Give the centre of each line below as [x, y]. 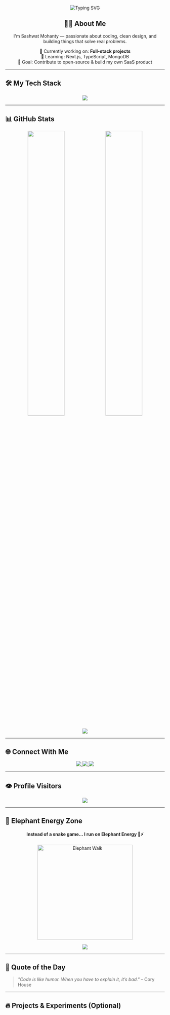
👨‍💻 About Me [85, 24]
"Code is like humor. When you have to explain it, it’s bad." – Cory [86, 980]
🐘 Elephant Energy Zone [44, 821]
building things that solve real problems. [85, 41]
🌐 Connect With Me [37, 752]
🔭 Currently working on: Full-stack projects [85, 51]
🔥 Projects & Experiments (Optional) [63, 1006]
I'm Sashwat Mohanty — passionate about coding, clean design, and [85, 36]
